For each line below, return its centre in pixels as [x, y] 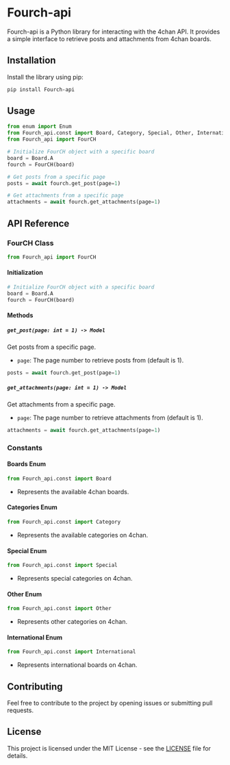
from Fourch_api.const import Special [62, 566]
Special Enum [27, 550]
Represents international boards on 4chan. [77, 665]
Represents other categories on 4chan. [72, 622]
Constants [25, 448]
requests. [21, 710]
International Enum [35, 637]
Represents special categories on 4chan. [75, 579]
